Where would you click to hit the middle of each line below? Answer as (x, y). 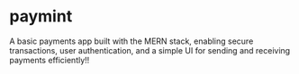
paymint (41, 16)
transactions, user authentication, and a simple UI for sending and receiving (150, 50)
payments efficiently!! (50, 60)
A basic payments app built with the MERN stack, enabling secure (131, 41)
